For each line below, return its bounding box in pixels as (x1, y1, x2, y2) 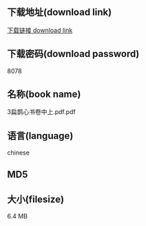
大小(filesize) (7, 194, 64, 205)
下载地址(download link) (7, 6, 112, 19)
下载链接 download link (7, 26, 73, 34)
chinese (7, 148, 30, 157)
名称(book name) (7, 89, 81, 100)
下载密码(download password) (7, 48, 140, 60)
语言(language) (7, 130, 74, 142)
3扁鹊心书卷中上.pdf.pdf (7, 108, 76, 116)
